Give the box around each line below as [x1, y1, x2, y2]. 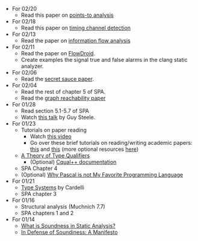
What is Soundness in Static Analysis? [20, 222, 116, 229]
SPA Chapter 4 [20, 165, 58, 172]
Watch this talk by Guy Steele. [20, 114, 96, 121]
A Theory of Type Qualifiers [20, 152, 90, 159]
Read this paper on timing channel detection [20, 24, 131, 31]
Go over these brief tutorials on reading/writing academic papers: [29, 139, 193, 146]
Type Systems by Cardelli [20, 184, 84, 191]
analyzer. [20, 63, 44, 70]
